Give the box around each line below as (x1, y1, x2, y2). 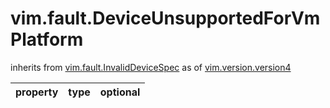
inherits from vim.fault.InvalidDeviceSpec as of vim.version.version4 (10, 61, 292, 73)
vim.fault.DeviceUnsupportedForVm (10, 7, 321, 30)
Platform (10, 28, 84, 51)
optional (99, 85, 141, 99)
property (15, 85, 59, 99)
